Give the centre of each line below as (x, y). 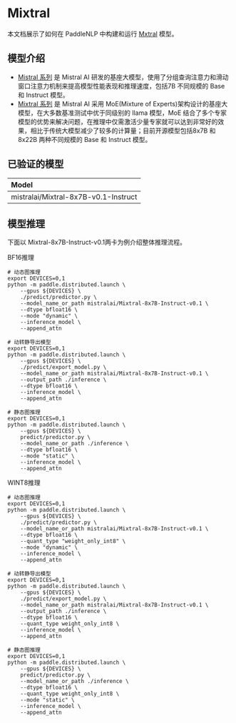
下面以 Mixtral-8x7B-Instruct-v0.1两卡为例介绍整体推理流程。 (97, 242)
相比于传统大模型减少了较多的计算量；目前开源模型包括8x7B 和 (123, 131)
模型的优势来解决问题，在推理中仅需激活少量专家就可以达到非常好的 (118, 121)
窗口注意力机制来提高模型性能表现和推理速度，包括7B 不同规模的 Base (121, 86)
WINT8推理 (24, 482)
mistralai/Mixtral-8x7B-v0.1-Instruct (74, 196)
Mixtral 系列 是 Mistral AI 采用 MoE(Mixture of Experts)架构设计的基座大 (123, 103)
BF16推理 (21, 258)
